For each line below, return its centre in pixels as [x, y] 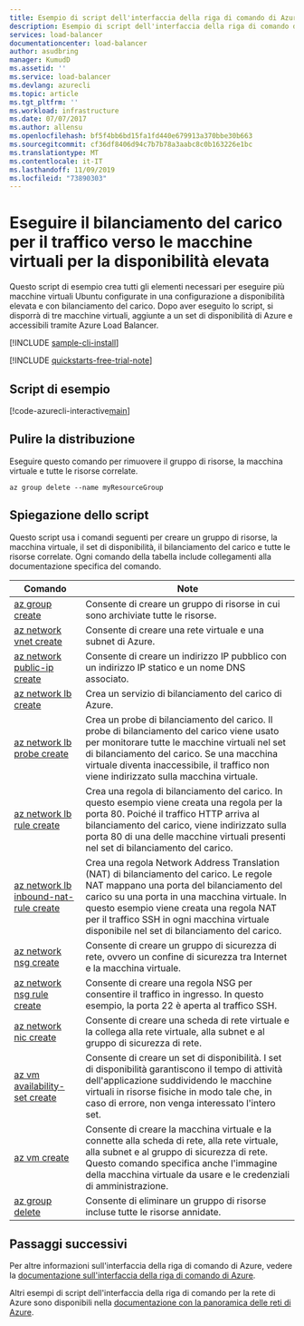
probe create [42, 753]
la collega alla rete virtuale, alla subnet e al [175, 1031]
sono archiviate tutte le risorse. [151, 615]
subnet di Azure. [120, 641]
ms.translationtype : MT [54, 152]
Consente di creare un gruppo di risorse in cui [183, 604]
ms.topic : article [44, 93]
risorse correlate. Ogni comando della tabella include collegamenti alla [140, 556]
